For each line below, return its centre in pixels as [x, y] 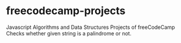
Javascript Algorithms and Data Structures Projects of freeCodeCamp [90, 27]
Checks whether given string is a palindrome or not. [69, 33]
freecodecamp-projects [66, 11]
